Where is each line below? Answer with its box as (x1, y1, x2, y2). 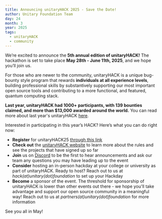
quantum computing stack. (5, 93, 59, 99)
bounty (5, 77, 20, 83)
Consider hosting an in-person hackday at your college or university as (12, 162, 156, 168)
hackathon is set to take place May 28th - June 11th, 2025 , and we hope (5, 57, 151, 63)
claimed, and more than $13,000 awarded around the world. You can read (5, 107, 157, 113)
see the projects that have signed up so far (12, 147, 99, 153)
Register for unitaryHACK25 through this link (12, 137, 102, 142)
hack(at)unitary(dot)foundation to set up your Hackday (12, 173, 123, 179)
